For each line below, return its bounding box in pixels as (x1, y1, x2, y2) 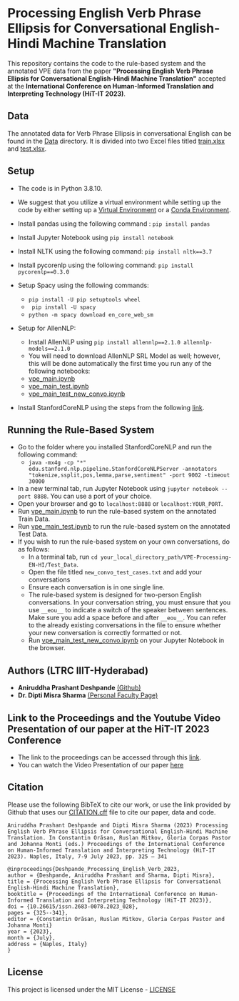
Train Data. (17, 514, 51, 523)
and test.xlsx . (7, 144, 47, 153)
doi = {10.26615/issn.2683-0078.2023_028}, (7, 902, 139, 910)
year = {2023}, (7, 927, 53, 935)
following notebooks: (28, 367, 91, 375)
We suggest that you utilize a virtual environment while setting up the (17, 198, 221, 206)
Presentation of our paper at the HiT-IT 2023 (7, 723, 210, 735)
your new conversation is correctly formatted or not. (28, 629, 182, 637)
